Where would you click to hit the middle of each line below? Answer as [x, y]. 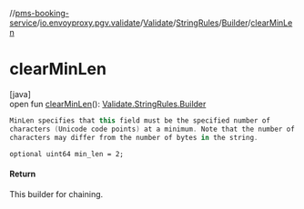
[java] [20, 94]
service [24, 23]
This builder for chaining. [56, 194]
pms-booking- [42, 13]
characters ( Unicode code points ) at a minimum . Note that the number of [152, 129]
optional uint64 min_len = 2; [67, 154]
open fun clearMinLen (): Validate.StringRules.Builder [108, 104]
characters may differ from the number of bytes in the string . [134, 137]
